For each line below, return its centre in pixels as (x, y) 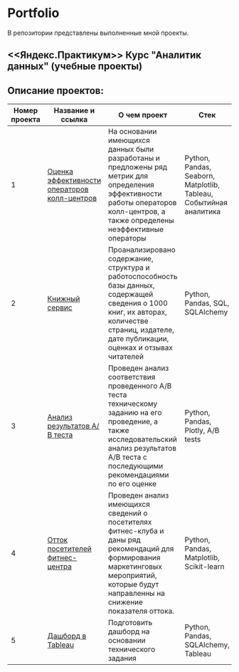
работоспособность (143, 277)
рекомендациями (138, 475)
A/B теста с (127, 457)
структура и (129, 268)
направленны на (137, 594)
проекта (26, 120)
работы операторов (142, 203)
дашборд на (129, 631)
